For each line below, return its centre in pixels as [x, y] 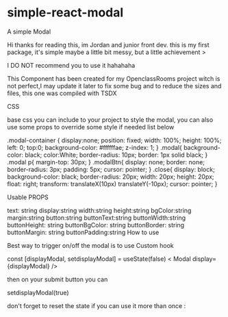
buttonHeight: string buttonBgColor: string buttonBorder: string [96, 225]
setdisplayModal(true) [38, 292]
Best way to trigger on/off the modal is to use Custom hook [91, 245]
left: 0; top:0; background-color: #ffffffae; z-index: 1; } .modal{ [95, 147]
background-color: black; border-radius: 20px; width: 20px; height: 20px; [111, 177]
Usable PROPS [28, 197]
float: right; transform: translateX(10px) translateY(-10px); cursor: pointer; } [112, 183]
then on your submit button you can [58, 279]
